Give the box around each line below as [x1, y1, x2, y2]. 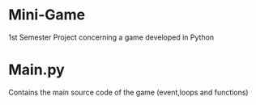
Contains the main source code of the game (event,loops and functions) [8, 87, 249, 97]
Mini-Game [8, 6, 86, 24]
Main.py [8, 61, 65, 79]
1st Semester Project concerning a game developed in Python [8, 32, 215, 42]
